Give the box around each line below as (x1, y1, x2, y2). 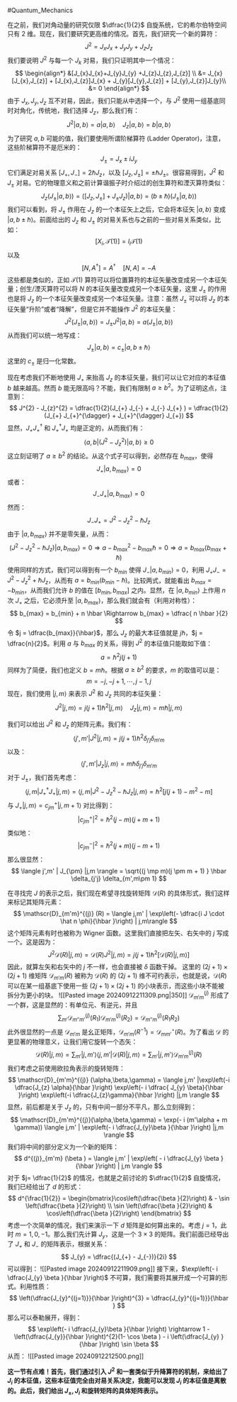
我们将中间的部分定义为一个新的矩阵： (7, 1142, 119, 1151)
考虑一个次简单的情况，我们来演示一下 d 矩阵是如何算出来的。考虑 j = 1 (7, 1220, 215, 1230)
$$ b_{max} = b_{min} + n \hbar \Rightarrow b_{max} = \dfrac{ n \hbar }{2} (9, 609, 229, 617)
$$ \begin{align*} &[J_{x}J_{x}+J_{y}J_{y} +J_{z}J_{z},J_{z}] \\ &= (15, 69, 207, 77)
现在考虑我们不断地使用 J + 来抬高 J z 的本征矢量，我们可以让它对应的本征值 (7, 372, 226, 383)
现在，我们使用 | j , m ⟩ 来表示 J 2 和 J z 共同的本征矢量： (7, 688, 163, 700)
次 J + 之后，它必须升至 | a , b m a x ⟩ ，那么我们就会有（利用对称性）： (7, 596, 197, 606)
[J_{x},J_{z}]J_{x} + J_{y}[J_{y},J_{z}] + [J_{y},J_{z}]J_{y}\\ (54, 76, 226, 84)
